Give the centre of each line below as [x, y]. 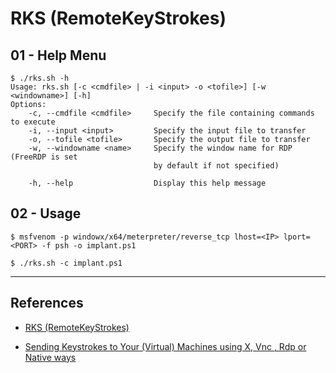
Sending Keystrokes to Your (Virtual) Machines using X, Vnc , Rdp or [165, 346]
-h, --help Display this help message [147, 183]
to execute [33, 122]
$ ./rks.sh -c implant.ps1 [66, 263]
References [47, 303]
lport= [297, 237]
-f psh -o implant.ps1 [89, 245]
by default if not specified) [216, 166]
